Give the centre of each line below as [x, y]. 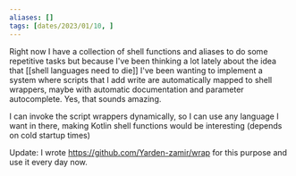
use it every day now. [48, 162]
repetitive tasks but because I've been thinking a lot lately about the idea [143, 61]
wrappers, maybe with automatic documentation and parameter [127, 89]
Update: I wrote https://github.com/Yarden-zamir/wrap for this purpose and [148, 152]
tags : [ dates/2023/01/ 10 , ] [62, 26]
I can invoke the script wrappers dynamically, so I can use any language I [144, 116]
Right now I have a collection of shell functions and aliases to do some [139, 51]
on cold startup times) [50, 135]
